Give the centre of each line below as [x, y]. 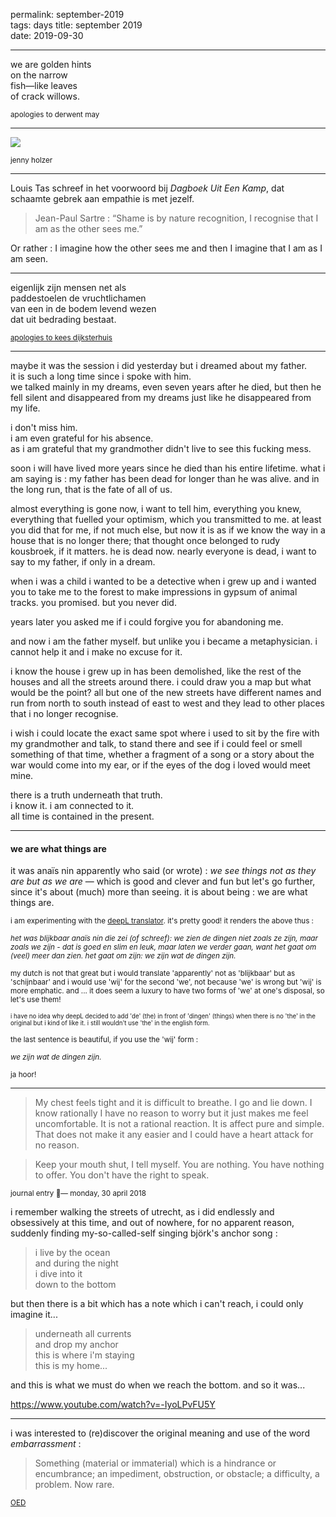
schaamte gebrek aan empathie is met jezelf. [102, 198]
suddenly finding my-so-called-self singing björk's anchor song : [144, 1233]
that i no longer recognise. [64, 713]
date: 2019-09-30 [47, 35]
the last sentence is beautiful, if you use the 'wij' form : [104, 1040]
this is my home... [71, 1366]
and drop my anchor [76, 1345]
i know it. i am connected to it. [72, 805]
